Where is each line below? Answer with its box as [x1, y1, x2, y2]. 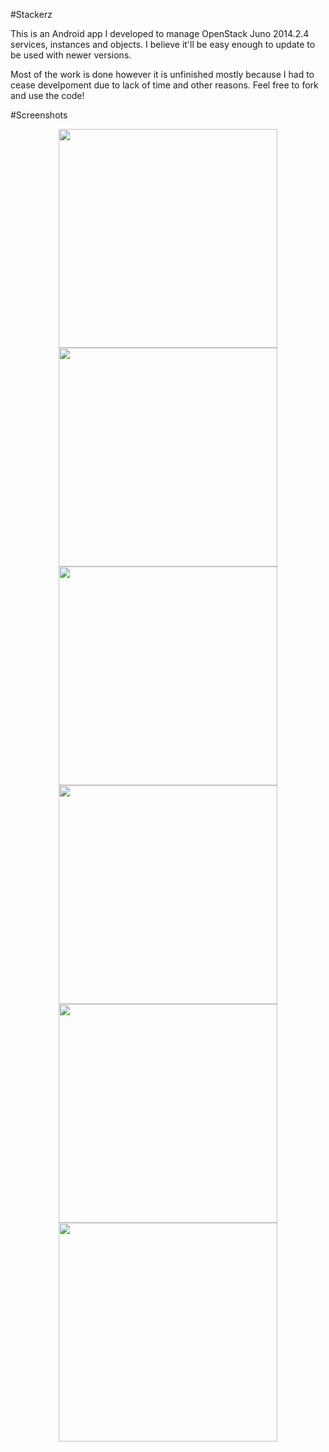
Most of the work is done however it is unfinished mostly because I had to [10, 69, 315, 80]
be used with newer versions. [10, 49, 132, 61]
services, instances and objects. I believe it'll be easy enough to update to [10, 39, 316, 50]
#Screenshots [10, 109, 68, 121]
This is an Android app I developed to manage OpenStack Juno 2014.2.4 [10, 28, 310, 39]
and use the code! [10, 90, 85, 101]
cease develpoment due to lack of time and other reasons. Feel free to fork [10, 79, 319, 91]
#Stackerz [10, 9, 53, 20]
